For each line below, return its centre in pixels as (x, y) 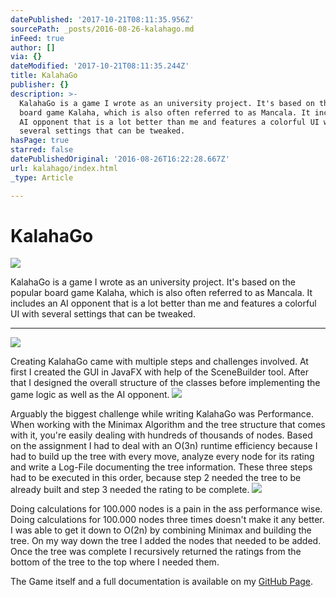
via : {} (26, 57)
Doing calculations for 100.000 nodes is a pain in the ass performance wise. (166, 509)
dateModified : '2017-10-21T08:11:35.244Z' (100, 66)
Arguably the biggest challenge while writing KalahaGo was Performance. (162, 414)
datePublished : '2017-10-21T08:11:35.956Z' (102, 19)
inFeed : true (37, 38)
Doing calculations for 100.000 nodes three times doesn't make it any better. (167, 520)
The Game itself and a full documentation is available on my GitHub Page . (162, 582)
